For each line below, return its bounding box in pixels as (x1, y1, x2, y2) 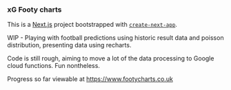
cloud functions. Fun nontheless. (7, 62, 100, 70)
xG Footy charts (7, 5, 62, 14)
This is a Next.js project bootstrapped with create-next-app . (7, 21, 178, 29)
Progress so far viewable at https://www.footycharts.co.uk (7, 75, 174, 83)
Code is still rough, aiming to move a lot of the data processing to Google (7, 54, 214, 63)
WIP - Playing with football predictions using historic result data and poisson (7, 34, 224, 42)
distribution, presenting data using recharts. (7, 41, 132, 49)
